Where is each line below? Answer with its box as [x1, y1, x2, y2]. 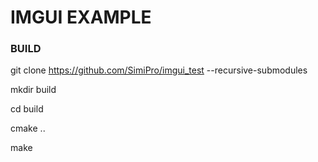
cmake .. [10, 122, 46, 135]
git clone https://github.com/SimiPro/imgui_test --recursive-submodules [10, 64, 308, 76]
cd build [10, 103, 44, 115]
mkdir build [10, 84, 57, 96]
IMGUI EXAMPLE [10, 6, 152, 29]
